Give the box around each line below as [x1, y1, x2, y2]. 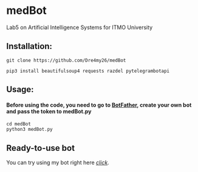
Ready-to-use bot [6, 143, 75, 153]
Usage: [6, 84, 35, 94]
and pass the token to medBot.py [6, 107, 92, 115]
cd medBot [6, 121, 32, 127]
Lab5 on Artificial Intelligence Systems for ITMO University [6, 24, 153, 31]
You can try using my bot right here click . [6, 159, 109, 167]
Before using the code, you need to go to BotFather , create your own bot [6, 101, 192, 108]
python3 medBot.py [6, 127, 53, 133]
